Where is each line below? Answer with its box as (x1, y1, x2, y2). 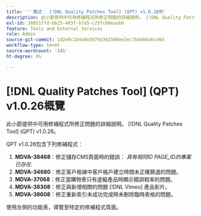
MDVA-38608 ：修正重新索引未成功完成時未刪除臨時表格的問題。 (14, 190, 176, 198)
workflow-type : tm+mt (6, 43, 60, 49)
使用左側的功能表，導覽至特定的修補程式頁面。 (6, 203, 121, 211)
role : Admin (6, 31, 36, 37)
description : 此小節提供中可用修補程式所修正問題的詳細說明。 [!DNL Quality (6, 14, 181, 20)
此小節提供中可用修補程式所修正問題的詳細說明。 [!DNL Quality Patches (6, 120, 182, 127)
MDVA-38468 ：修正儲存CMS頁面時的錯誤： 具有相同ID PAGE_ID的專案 (14, 153, 191, 160)
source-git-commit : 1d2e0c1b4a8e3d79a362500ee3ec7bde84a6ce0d (6, 37, 165, 43)
